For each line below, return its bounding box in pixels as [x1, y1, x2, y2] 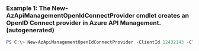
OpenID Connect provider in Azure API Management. [6, 19, 161, 27]
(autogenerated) [6, 26, 55, 34]
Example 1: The [6, 4, 51, 12]
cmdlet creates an [136, 11, 190, 19]
